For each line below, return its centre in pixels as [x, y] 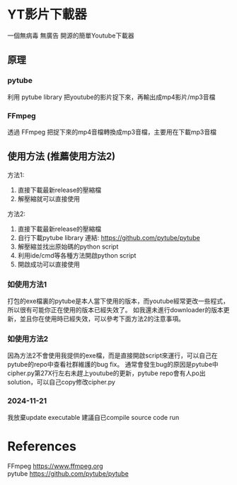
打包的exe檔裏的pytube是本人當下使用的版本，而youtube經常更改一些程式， [118, 301]
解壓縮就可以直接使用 [48, 198]
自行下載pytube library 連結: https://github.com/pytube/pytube [109, 237]
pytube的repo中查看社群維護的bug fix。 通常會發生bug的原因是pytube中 [113, 365]
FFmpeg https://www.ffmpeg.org [55, 466]
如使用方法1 [27, 284]
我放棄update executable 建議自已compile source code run [93, 417]
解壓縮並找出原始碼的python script [68, 246]
